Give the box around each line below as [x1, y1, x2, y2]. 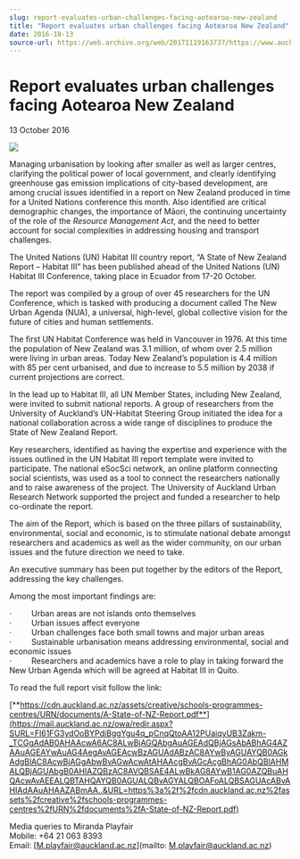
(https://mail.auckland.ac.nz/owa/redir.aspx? [9, 719, 173, 730]
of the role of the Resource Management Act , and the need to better [9, 216, 261, 227]
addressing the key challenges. [9, 574, 124, 584]
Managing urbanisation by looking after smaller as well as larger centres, [9, 159, 277, 169]
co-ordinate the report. [9, 501, 94, 512]
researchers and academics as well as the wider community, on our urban [9, 537, 282, 549]
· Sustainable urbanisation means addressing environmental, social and [9, 637, 289, 648]
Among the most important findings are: [9, 591, 156, 602]
